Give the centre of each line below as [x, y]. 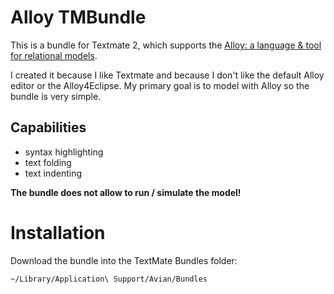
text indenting [53, 173]
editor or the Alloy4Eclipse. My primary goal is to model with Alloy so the [160, 85]
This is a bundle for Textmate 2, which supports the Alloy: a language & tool [166, 45]
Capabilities [48, 127]
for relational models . [54, 55]
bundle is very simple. [56, 96]
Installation [58, 232]
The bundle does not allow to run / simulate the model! [126, 192]
